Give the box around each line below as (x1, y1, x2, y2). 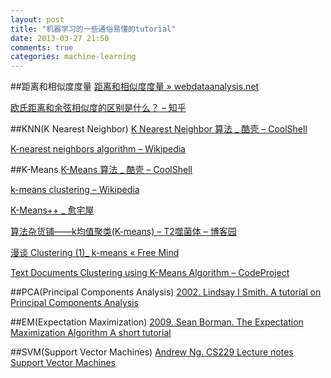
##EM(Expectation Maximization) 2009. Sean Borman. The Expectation (10, 316, 304, 328)
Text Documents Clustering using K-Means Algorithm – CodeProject (10, 267, 290, 279)
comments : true (10, 42, 74, 53)
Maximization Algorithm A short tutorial (10, 327, 172, 339)
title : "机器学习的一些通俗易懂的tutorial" (10, 24, 177, 34)
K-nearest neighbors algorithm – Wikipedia (10, 143, 186, 155)
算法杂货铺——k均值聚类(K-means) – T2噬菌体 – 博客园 (10, 226, 237, 238)
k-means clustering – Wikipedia (10, 184, 140, 196)
